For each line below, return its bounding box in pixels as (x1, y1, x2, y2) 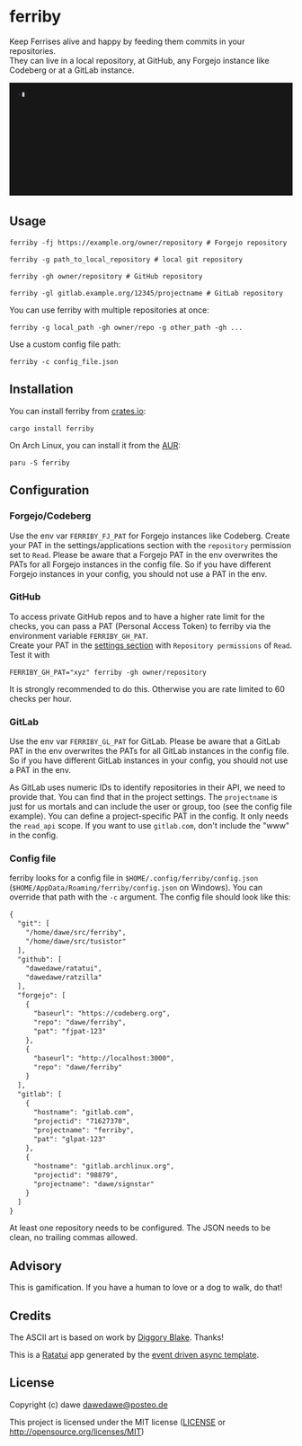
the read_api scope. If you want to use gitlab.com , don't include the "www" (9, 821, 290, 831)
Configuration (9, 483, 90, 498)
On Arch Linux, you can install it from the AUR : (9, 439, 182, 450)
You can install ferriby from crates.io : (9, 405, 147, 416)
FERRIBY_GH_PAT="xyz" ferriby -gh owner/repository (9, 668, 207, 677)
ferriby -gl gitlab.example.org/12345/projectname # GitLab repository (9, 289, 283, 298)
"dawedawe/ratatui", (25, 964, 102, 973)
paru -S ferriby (9, 458, 70, 467)
